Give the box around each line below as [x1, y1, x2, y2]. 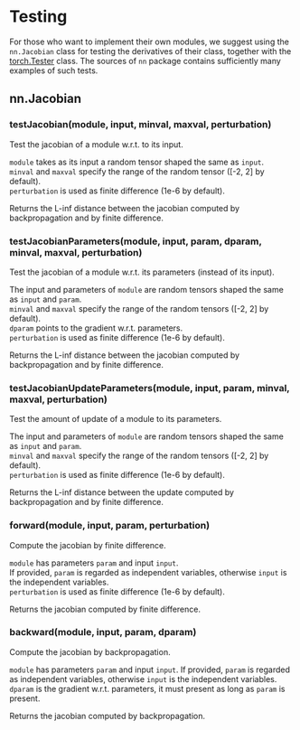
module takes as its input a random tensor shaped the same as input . [9, 156, 265, 167]
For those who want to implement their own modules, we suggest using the [9, 36, 289, 47]
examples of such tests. [9, 65, 98, 76]
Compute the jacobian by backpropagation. [9, 646, 171, 657]
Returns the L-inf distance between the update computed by [9, 487, 235, 498]
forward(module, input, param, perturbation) [9, 519, 211, 532]
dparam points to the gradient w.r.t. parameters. [9, 323, 183, 333]
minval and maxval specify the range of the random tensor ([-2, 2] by [9, 165, 265, 177]
